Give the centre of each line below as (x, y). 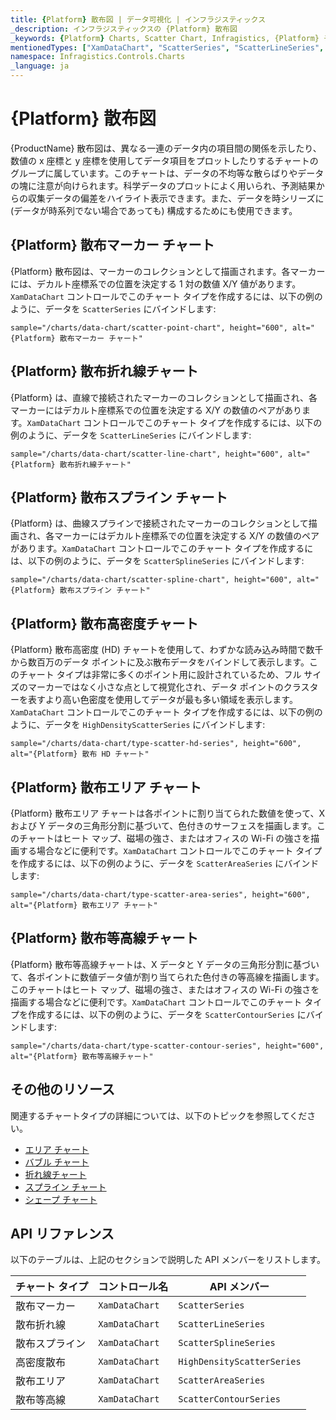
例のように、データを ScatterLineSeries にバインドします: (131, 435)
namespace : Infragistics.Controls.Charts (98, 57)
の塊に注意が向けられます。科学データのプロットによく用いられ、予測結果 (163, 185)
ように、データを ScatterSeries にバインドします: (113, 308)
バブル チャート (57, 1162)
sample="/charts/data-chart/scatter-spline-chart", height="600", (151, 580)
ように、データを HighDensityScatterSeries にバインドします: (138, 725)
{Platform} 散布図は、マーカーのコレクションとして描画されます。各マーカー (168, 271)
